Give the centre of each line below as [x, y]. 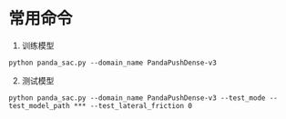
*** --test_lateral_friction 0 [133, 105]
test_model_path [39, 105]
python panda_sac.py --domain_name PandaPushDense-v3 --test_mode [137, 98]
